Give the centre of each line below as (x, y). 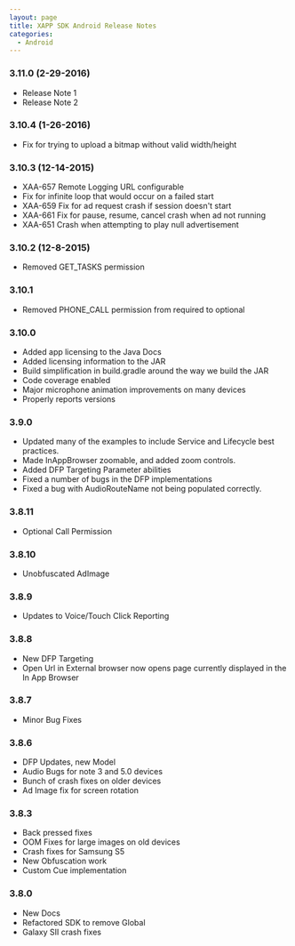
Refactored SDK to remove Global (84, 922)
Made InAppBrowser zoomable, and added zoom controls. (129, 461)
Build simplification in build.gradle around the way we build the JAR (145, 371)
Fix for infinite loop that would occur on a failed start (118, 196)
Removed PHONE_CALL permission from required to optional (133, 309)
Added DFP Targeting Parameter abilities (96, 470)
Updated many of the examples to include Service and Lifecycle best (148, 442)
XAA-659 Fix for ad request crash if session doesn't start (127, 206)
